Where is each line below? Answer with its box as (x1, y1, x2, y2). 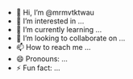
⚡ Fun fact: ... (15, 63, 60, 73)
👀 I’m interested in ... (15, 16, 85, 26)
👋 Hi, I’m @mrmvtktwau (15, 8, 95, 17)
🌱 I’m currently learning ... (15, 25, 102, 34)
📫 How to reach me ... (15, 43, 91, 52)
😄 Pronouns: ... (15, 54, 69, 64)
